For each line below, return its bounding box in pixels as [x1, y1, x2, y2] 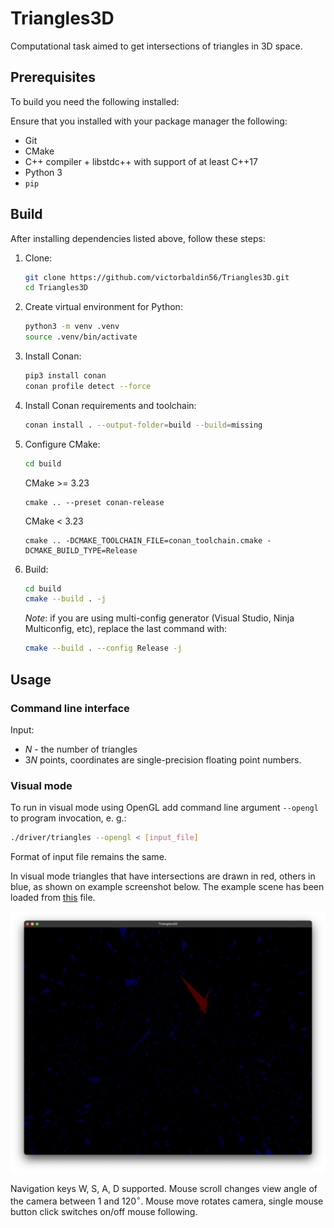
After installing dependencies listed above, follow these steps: [10, 232, 266, 244]
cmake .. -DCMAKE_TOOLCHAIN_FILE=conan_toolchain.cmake [24, 535, 263, 546]
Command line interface [10, 701, 130, 715]
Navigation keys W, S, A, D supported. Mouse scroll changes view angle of [10, 1183, 318, 1195]
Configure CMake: [24, 438, 101, 450]
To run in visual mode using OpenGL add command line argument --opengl [10, 802, 319, 814]
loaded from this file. [10, 892, 96, 904]
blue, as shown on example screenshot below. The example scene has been [10, 881, 325, 893]
